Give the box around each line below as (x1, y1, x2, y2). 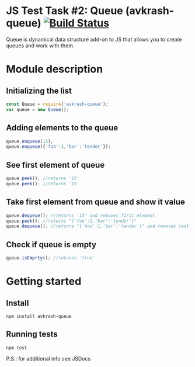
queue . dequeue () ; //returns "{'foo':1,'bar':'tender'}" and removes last (6, 223, 190, 229)
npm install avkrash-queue (6, 313, 72, 319)
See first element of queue (6, 160, 105, 170)
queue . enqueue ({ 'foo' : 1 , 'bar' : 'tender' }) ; (6, 144, 111, 150)
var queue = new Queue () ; (6, 106, 69, 112)
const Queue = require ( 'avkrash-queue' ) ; (6, 101, 109, 107)
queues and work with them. (6, 42, 75, 49)
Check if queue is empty (6, 240, 97, 250)
